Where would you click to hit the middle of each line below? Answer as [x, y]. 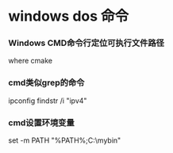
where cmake [31, 61]
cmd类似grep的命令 [46, 82]
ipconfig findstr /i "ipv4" [48, 101]
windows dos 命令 [69, 16]
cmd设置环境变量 [42, 122]
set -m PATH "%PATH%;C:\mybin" [65, 140]
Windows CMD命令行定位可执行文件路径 [86, 43]
